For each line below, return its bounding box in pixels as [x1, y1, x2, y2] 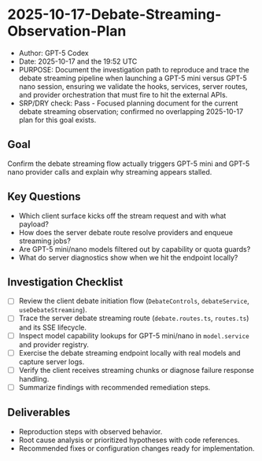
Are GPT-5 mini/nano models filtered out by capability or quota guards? [18, 244, 251, 253]
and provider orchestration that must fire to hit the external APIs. [18, 90, 228, 99]
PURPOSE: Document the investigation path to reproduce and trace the [18, 65, 249, 74]
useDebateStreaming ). [18, 305, 87, 315]
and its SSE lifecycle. [18, 323, 87, 332]
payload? [18, 219, 49, 229]
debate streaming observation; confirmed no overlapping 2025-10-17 [18, 106, 244, 116]
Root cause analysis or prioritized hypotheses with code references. [18, 435, 241, 444]
